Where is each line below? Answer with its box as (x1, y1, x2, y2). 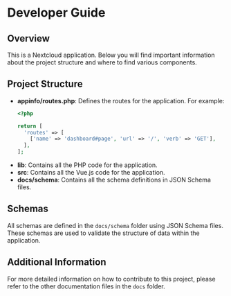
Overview (7, 33, 50, 44)
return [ (17, 123, 43, 130)
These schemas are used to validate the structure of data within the (7, 229, 200, 237)
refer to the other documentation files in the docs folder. (7, 282, 166, 290)
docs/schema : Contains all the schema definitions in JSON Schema (17, 175, 211, 184)
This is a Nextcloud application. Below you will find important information (7, 51, 216, 59)
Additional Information (7, 256, 107, 268)
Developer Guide (7, 5, 106, 21)
